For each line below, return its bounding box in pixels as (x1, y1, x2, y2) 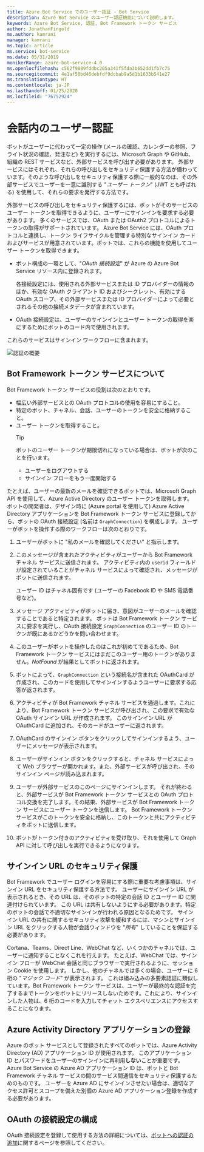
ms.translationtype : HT (7, 76, 67, 83)
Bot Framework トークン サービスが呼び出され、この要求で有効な (31, 706, 195, 714)
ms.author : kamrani (7, 32, 56, 38)
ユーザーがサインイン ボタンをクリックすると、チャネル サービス (15, 755, 178, 762)
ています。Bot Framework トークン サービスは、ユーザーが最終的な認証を (7, 982, 191, 989)
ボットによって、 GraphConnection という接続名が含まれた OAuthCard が (15, 671, 195, 678)
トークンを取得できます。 (18, 246, 83, 254)
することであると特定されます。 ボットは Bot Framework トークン (15, 614, 180, 622)
